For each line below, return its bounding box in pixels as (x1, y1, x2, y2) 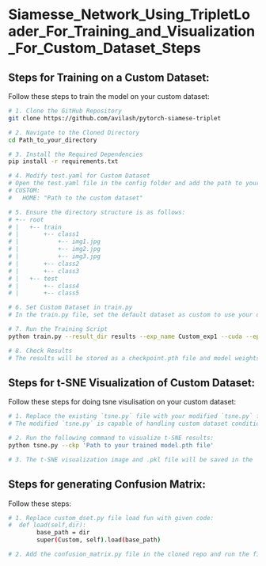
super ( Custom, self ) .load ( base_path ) (36, 536, 161, 544)
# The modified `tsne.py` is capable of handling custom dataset (8, 420, 228, 428)
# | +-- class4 (8, 282, 80, 290)
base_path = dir (36, 529, 90, 537)
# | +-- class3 (8, 267, 80, 275)
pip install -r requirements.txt (8, 158, 119, 165)
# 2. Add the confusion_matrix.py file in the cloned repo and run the (8, 550, 249, 558)
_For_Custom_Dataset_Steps (8, 40, 201, 57)
